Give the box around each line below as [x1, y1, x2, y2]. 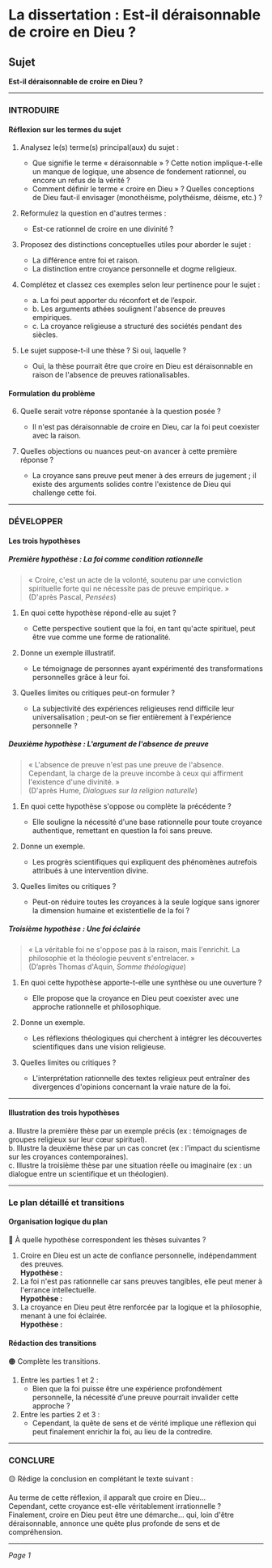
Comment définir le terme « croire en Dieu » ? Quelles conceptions [32, 184, 255, 194]
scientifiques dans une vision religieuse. [32, 1041, 166, 1051]
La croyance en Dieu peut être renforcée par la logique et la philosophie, [19, 1302, 262, 1312]
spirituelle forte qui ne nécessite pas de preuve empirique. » [28, 583, 229, 593]
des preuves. [19, 1259, 65, 1269]
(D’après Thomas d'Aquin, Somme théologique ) [28, 962, 186, 972]
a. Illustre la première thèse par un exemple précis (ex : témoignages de [8, 1126, 248, 1135]
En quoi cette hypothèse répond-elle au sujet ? [19, 608, 176, 617]
